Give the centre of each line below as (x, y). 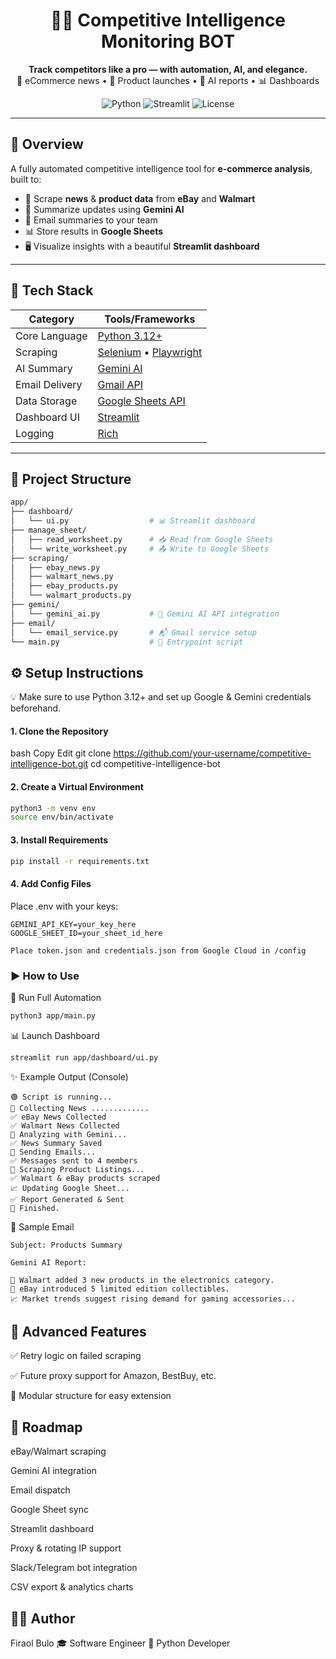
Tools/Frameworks (150, 319)
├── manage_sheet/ (48, 530)
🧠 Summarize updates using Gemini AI (104, 209)
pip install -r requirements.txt (80, 861)
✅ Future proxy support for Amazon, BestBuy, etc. (113, 1376)
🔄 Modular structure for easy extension (91, 1396)
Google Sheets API (141, 401)
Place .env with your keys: (64, 906)
